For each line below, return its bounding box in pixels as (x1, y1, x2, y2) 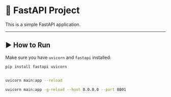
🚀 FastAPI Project (5, 5, 80, 16)
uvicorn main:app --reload (5, 78, 63, 83)
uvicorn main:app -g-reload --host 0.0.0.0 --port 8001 (5, 87, 126, 92)
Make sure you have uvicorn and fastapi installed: (5, 54, 111, 60)
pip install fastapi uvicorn (5, 64, 67, 69)
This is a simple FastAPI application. (5, 21, 81, 27)
